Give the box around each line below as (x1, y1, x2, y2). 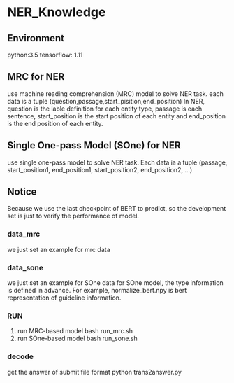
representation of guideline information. (7, 293, 122, 302)
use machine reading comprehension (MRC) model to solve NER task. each (7, 89, 224, 98)
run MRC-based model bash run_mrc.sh (17, 327, 133, 335)
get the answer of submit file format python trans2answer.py (7, 368, 182, 376)
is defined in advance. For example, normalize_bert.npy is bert (7, 286, 187, 295)
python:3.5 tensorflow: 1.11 (7, 50, 83, 59)
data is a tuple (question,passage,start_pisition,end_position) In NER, (7, 97, 205, 105)
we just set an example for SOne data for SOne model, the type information (7, 279, 224, 287)
